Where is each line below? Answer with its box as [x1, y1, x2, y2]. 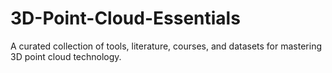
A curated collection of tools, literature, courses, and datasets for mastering [10, 40, 322, 52]
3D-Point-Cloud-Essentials [10, 7, 241, 30]
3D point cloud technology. [10, 50, 122, 62]
